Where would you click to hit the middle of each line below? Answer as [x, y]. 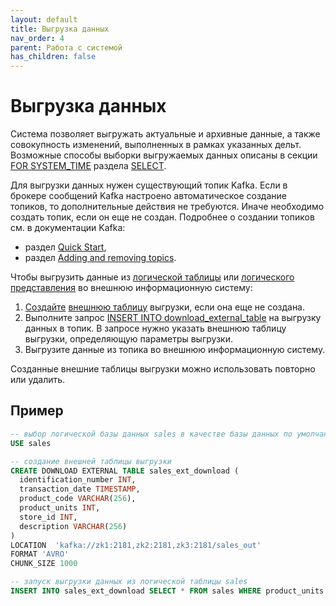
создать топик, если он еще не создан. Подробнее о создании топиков [162, 217]
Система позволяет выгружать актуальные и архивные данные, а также [165, 134]
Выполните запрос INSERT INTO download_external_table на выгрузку [173, 318]
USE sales [31, 443]
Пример [37, 411]
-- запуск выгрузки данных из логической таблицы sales [129, 582]
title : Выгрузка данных [60, 29]
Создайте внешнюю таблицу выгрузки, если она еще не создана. [165, 307]
